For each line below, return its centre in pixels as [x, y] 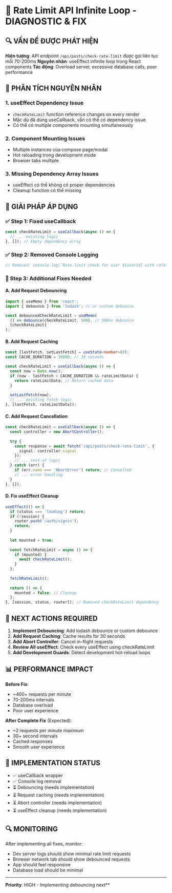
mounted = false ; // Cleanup [46, 593]
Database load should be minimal [48, 870]
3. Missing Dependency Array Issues [52, 174]
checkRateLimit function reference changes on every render [76, 114]
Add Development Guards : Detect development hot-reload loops [81, 652]
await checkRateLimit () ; [45, 559]
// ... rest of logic [37, 461]
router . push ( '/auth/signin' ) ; [47, 521]
